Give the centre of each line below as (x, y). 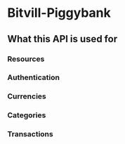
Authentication (33, 77)
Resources (26, 59)
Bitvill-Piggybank (59, 13)
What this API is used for (63, 39)
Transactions (31, 134)
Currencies (27, 96)
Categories (27, 115)
